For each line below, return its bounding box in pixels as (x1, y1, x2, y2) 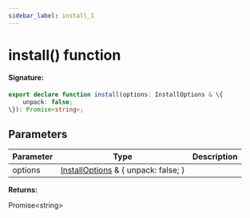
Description (192, 151, 238, 162)
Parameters (8, 128, 68, 141)
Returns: (8, 185, 38, 195)
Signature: (8, 73, 44, 82)
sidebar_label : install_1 (8, 11, 94, 20)
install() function (8, 46, 121, 64)
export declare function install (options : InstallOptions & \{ (8, 91, 224, 99)
